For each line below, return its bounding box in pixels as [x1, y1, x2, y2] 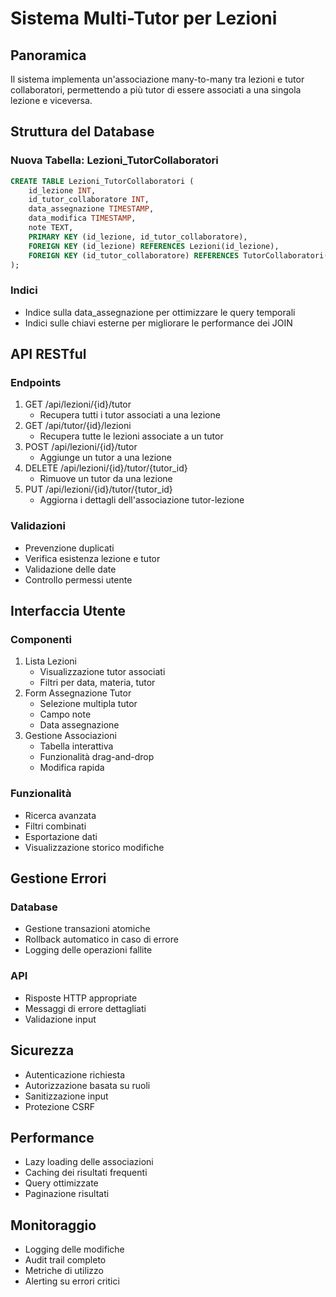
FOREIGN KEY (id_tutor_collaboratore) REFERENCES [28, 250, 240, 261]
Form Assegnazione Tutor [24, 687, 132, 699]
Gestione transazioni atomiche [24, 923, 151, 935]
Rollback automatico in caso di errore [24, 933, 179, 946]
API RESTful [10, 346, 87, 363]
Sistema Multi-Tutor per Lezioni [10, 7, 278, 30]
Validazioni [10, 519, 66, 533]
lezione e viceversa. [10, 95, 93, 106]
